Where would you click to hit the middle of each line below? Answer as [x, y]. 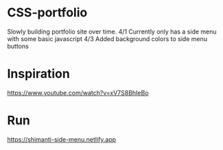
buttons [18, 46]
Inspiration [38, 74]
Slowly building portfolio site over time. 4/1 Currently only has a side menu [112, 32]
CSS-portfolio [47, 13]
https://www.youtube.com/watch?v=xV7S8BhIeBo [78, 92]
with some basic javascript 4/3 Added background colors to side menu [107, 38]
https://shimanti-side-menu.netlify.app [62, 139]
